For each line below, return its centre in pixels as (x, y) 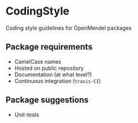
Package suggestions (47, 100)
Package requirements (49, 47)
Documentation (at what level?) (53, 75)
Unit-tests (27, 115)
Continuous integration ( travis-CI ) (58, 81)
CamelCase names (38, 61)
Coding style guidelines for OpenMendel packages (69, 28)
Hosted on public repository (49, 68)
